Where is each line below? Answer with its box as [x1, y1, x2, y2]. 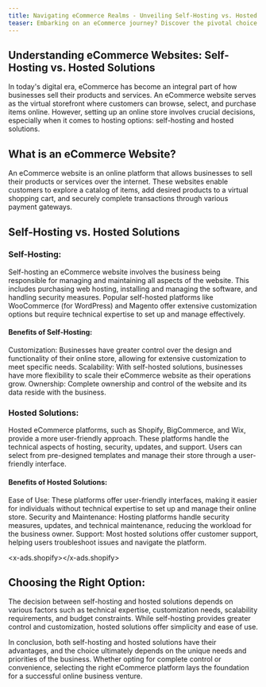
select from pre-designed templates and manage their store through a [8, 451, 237, 460]
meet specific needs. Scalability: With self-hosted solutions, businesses [8, 363, 244, 372]
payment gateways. [8, 202, 73, 212]
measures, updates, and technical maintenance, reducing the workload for [8, 520, 253, 530]
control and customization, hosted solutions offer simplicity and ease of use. [8, 622, 258, 632]
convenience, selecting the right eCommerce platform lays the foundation [8, 663, 249, 673]
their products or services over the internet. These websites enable [8, 177, 229, 187]
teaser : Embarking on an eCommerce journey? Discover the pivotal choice [8, 19, 258, 27]
